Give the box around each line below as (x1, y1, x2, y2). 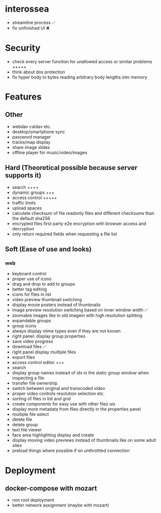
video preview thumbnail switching (12, 297, 82, 303)
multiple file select (12, 411, 49, 417)
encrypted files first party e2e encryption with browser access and (12, 221, 146, 226)
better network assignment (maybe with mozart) (12, 502, 109, 508)
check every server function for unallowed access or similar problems (12, 59, 152, 64)
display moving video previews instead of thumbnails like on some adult (12, 437, 157, 443)
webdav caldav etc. (12, 123, 52, 129)
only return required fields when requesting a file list (12, 231, 117, 237)
